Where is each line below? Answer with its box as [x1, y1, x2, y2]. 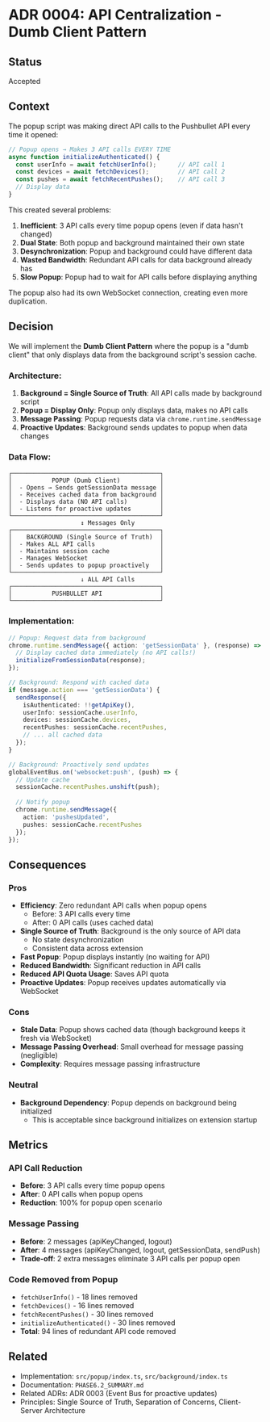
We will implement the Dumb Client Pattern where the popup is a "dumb [8, 341, 249, 350]
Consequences [8, 858, 87, 871]
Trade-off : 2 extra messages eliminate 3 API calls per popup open [19, 1253, 240, 1263]
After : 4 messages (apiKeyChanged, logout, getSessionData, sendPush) [19, 1245, 260, 1255]
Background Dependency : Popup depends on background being [19, 1097, 238, 1107]
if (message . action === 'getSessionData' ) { [8, 686, 160, 694]
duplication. [8, 296, 48, 306]
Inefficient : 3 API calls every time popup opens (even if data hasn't [19, 220, 243, 230]
